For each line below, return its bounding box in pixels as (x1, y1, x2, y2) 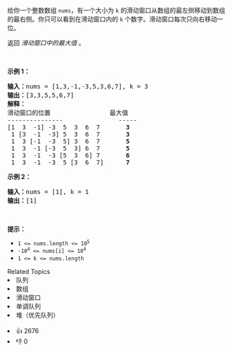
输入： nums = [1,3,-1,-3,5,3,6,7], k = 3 (7, 83, 149, 90)
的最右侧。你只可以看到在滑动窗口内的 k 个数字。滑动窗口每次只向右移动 (7, 15, 218, 23)
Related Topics (7, 268, 51, 275)
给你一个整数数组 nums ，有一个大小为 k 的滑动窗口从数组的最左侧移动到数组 (7, 6, 226, 14)
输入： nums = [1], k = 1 (7, 188, 89, 195)
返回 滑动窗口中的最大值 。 (7, 39, 85, 47)
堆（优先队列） (16, 311, 60, 319)
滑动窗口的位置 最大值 (7, 109, 129, 117)
